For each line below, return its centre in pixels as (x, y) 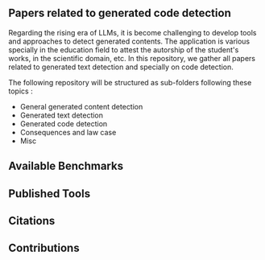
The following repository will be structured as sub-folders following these (130, 82)
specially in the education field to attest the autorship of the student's (124, 50)
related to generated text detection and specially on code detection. (121, 67)
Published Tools (50, 194)
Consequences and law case (68, 132)
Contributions (44, 248)
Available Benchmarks (66, 166)
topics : (21, 91)
